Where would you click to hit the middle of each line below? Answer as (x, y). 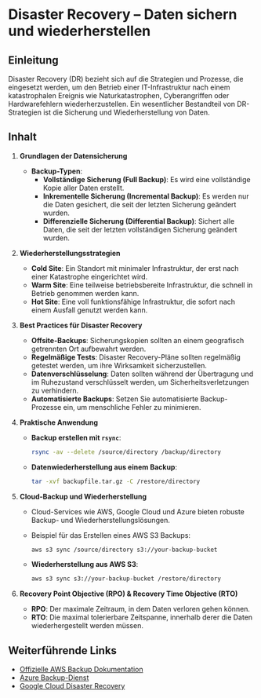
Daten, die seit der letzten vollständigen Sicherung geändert (140, 229)
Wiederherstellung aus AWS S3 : (85, 565)
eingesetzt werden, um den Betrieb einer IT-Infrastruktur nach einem (119, 87)
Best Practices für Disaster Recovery (81, 325)
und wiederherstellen (80, 31)
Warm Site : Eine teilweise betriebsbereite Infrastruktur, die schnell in (142, 285)
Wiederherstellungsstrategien (70, 253)
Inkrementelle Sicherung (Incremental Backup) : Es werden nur (146, 196)
